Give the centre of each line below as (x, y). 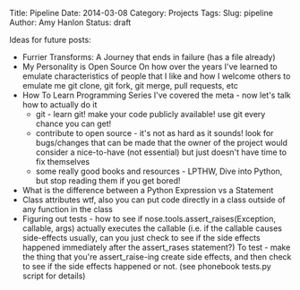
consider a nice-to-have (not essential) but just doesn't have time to (161, 152)
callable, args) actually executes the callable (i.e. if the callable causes (152, 228)
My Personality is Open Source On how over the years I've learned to (150, 67)
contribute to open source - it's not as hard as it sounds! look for (154, 133)
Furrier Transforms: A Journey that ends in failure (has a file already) (149, 57)
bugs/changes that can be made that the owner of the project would (162, 143)
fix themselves (63, 162)
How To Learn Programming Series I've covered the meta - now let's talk (156, 95)
